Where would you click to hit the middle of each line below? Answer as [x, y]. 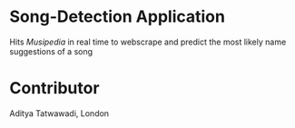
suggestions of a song [51, 51]
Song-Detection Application [117, 17]
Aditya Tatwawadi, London [59, 113]
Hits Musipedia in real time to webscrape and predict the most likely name [148, 42]
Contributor [54, 89]
